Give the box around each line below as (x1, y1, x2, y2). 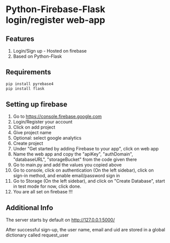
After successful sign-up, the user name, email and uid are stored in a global (6, 227, 165, 233)
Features (6, 34, 34, 43)
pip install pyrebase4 (6, 81, 54, 87)
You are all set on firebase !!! (13, 189, 73, 195)
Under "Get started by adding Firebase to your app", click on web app (13, 146, 159, 152)
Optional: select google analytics (13, 135, 81, 141)
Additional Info (6, 204, 54, 212)
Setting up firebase (6, 100, 68, 108)
